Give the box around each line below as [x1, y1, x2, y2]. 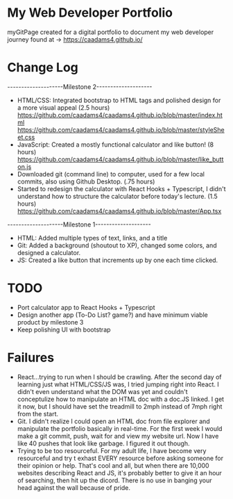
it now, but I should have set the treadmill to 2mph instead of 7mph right [17, 402, 223, 411]
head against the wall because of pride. [17, 483, 130, 491]
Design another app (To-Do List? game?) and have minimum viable [17, 311, 208, 319]
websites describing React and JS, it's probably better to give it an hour [17, 468, 222, 477]
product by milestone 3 [17, 318, 84, 326]
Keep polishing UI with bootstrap [17, 325, 111, 334]
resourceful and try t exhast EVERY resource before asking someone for [17, 454, 224, 462]
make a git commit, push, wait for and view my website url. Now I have [17, 432, 219, 440]
